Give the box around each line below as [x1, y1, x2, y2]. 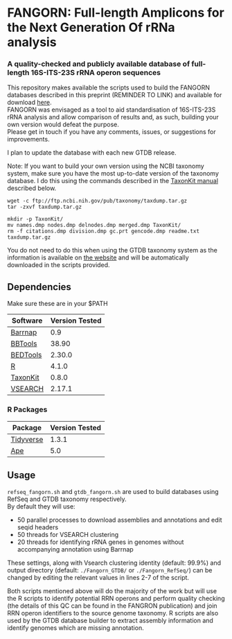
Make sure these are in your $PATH [7, 300, 109, 308]
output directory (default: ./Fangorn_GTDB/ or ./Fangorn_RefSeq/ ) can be [7, 566, 213, 574]
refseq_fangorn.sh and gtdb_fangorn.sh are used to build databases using [7, 488, 220, 496]
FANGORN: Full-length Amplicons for [7, 5, 225, 21]
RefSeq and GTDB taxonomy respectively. [7, 495, 127, 504]
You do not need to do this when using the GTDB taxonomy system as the [7, 246, 218, 255]
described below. [7, 184, 57, 192]
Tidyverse [10, 434, 44, 444]
